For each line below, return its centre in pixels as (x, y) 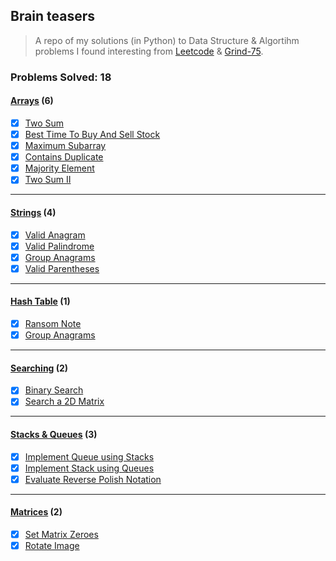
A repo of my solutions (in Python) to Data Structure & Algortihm (167, 40)
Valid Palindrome (59, 246)
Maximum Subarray (65, 146)
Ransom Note (53, 323)
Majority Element (59, 168)
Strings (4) (33, 212)
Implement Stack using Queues (89, 468)
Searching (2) (39, 368)
